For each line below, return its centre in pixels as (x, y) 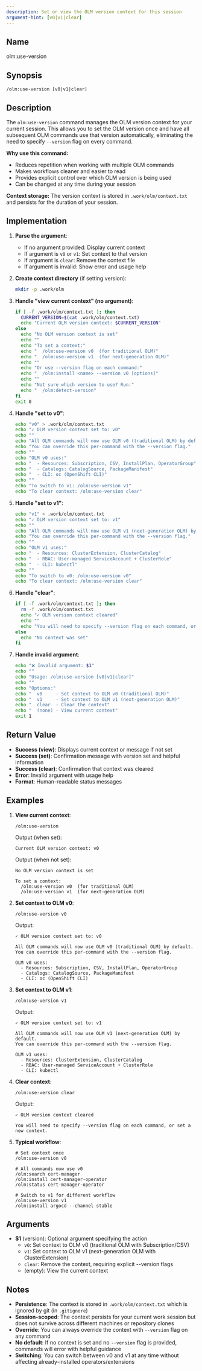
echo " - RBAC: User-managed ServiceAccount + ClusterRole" (93, 559)
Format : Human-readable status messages (68, 781)
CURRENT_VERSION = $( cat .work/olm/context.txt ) (80, 317)
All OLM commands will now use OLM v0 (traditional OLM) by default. (104, 947)
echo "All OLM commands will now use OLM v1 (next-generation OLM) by (106, 531)
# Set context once (39, 1153)
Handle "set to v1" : (39, 503)
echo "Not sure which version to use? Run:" (77, 385)
